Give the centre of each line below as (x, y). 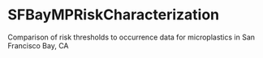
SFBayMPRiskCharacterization (114, 15)
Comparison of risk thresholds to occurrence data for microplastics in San (131, 37)
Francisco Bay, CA (39, 45)
